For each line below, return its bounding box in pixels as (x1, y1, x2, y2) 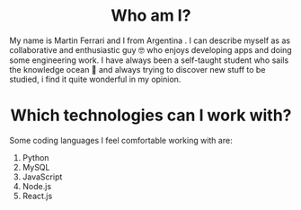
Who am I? (111, 5, 191, 26)
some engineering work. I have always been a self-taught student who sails (9, 55, 289, 66)
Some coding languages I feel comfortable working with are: (9, 135, 233, 145)
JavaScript (22, 171, 63, 182)
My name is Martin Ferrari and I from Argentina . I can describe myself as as (9, 35, 290, 46)
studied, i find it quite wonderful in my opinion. (9, 74, 181, 84)
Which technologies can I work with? (10, 105, 292, 126)
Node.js (22, 180, 52, 191)
